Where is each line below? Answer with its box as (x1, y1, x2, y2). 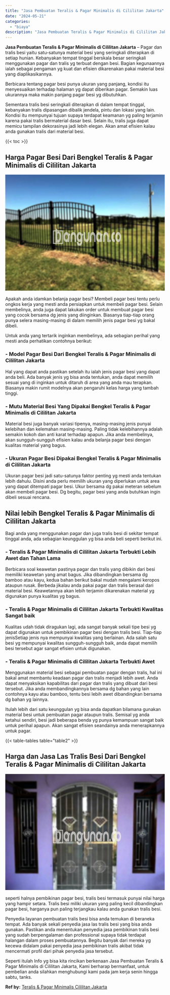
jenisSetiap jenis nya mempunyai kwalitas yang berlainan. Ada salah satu (5, 634, 157, 641)
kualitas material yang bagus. (5, 442, 67, 448)
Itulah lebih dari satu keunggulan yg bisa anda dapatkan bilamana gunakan (5, 706, 161, 713)
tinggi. (5, 390, 19, 396)
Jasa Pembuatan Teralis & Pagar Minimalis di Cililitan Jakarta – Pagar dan (5, 44, 162, 50)
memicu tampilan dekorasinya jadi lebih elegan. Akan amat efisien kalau (5, 123, 155, 129)
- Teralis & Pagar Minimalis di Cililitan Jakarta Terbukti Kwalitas (5, 606, 163, 613)
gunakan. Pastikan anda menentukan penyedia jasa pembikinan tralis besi (5, 927, 159, 933)
